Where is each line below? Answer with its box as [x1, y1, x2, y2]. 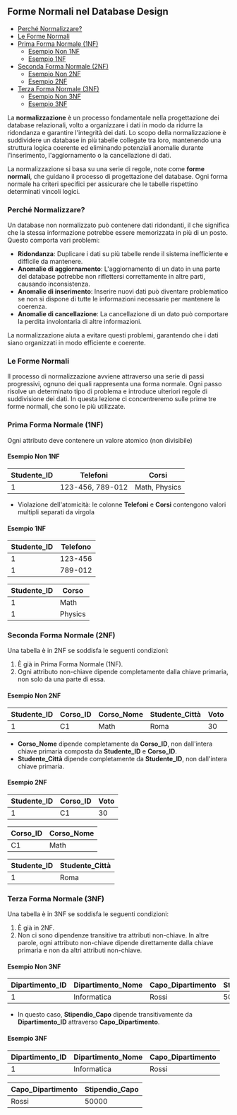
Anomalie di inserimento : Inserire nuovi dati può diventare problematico [17, 287, 229, 296]
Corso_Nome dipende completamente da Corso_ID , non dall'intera [17, 739, 213, 748]
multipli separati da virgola [17, 507, 95, 516]
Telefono [61, 542, 92, 552]
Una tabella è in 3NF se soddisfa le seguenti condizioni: [7, 910, 169, 918]
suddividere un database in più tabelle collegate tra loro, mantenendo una [7, 136, 221, 144]
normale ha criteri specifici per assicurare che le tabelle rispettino [7, 180, 199, 188]
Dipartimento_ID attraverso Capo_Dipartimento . [17, 1018, 160, 1027]
